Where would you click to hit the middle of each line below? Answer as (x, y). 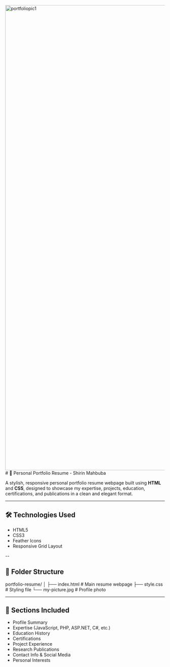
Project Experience (32, 644)
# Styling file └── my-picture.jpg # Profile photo (56, 589)
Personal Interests (31, 660)
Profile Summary (30, 622)
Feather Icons (27, 540)
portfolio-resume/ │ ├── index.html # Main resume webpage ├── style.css (84, 584)
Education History (31, 633)
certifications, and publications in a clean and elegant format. (69, 494)
